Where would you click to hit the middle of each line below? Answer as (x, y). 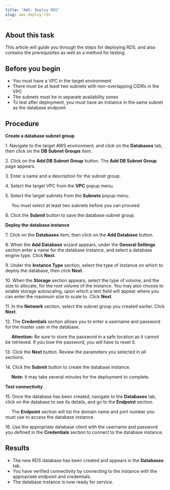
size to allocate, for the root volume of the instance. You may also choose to (84, 285)
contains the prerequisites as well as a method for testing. (66, 53)
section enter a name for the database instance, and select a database (79, 250)
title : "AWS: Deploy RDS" (32, 10)
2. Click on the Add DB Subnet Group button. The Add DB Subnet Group (81, 160)
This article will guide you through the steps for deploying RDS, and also (80, 47)
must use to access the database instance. (50, 417)
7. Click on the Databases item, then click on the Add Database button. (79, 235)
